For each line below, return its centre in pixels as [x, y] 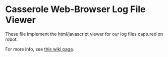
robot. [12, 39]
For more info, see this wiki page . [40, 49]
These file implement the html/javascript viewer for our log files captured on [84, 34]
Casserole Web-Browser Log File [75, 9]
